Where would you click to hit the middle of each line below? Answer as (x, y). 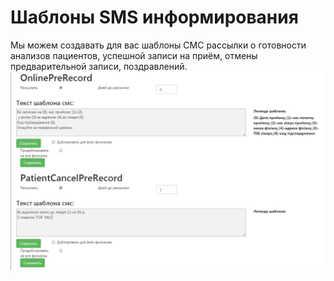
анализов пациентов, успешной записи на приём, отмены (134, 55)
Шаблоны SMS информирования (154, 17)
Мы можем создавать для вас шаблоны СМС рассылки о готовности (158, 45)
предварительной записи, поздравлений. (99, 66)
